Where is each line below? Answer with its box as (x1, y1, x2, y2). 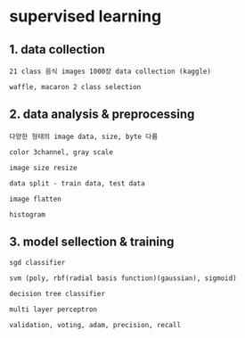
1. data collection (9, 42, 105, 57)
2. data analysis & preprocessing (9, 107, 195, 122)
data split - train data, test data (9, 178, 145, 188)
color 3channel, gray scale (9, 147, 114, 157)
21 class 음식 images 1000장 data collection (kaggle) (9, 67, 212, 76)
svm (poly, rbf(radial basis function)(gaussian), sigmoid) (9, 274, 238, 283)
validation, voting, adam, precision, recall (9, 320, 181, 329)
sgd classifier (9, 258, 66, 267)
